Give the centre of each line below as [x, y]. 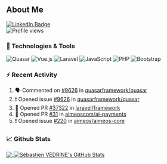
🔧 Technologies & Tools [41, 46]
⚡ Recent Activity [32, 75]
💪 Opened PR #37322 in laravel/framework [67, 108]
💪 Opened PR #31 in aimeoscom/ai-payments [70, 114]
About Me [25, 10]
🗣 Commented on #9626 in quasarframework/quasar [81, 90]
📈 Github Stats [28, 139]
